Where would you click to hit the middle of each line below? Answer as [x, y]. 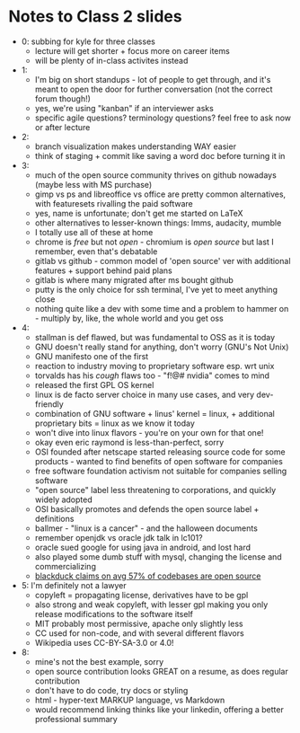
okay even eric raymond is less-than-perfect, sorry [129, 442]
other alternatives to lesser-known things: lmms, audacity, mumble [158, 223]
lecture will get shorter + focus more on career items [132, 50]
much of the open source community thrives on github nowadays [156, 175]
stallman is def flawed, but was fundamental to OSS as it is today [155, 337]
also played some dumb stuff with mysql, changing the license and [158, 556]
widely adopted [64, 499]
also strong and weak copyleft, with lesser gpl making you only [151, 605]
